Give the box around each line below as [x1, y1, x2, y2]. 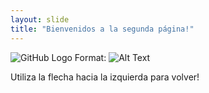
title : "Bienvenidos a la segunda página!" [10, 24, 195, 34]
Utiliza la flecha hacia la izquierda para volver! [10, 71, 200, 83]
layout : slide [10, 14, 70, 25]
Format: [74, 51, 107, 63]
